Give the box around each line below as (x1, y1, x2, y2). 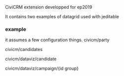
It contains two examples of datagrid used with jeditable (5, 14, 120, 19)
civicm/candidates (5, 47, 43, 52)
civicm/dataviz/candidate (5, 56, 57, 62)
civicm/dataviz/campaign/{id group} (5, 66, 79, 72)
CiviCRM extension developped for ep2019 (5, 4, 92, 10)
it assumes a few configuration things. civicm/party (5, 37, 110, 43)
